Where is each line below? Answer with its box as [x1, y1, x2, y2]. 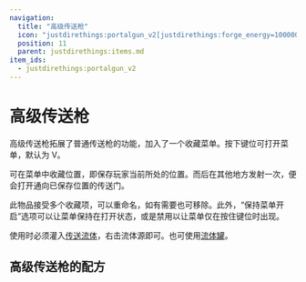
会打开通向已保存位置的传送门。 [9, 179, 129, 191]
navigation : [9, 13, 55, 23]
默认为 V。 [25, 149, 66, 160]
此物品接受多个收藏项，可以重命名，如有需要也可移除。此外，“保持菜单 [9, 199, 277, 210]
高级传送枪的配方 [9, 259, 106, 275]
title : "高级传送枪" [17, 22, 89, 31]
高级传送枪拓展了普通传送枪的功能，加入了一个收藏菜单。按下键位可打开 [9, 137, 280, 148]
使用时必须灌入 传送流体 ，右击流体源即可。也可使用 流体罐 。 [9, 229, 233, 241]
